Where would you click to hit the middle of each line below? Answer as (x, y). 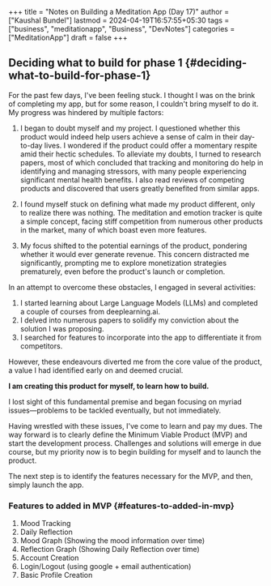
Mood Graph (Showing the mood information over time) (112, 541)
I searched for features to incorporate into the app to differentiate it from (140, 337)
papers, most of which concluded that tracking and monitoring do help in (142, 162)
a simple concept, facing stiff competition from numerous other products (141, 221)
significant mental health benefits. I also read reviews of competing (132, 180)
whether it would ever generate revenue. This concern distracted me (134, 254)
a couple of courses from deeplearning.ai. (90, 311)
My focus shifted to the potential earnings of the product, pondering (133, 246)
